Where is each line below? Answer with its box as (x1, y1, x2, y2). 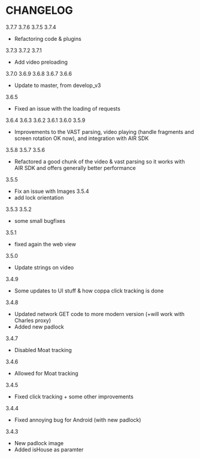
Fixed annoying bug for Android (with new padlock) (14, 416, 141, 424)
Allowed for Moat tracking (14, 369, 78, 377)
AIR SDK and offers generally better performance (14, 164, 136, 171)
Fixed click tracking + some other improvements (14, 393, 134, 400)
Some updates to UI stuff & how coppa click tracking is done (14, 287, 164, 294)
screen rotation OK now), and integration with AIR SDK (14, 135, 149, 142)
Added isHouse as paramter (14, 446, 84, 453)
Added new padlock (14, 323, 64, 330)
